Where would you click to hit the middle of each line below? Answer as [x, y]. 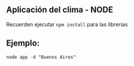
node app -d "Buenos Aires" [41, 57]
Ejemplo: [23, 43]
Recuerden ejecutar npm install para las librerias [67, 24]
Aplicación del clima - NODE [60, 10]
